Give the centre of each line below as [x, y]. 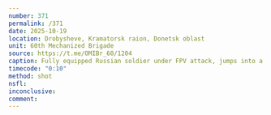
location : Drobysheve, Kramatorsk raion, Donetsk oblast [107, 38]
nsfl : [17, 83]
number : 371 [28, 16]
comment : [23, 99]
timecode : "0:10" [38, 69]
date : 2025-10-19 [38, 31]
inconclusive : [32, 91]
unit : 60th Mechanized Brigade [61, 46]
